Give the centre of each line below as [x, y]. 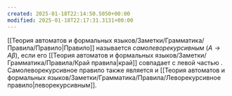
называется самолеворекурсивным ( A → [158, 48]
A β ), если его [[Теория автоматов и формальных [80, 55]
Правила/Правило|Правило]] [51, 48]
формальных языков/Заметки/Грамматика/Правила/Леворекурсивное [114, 77]
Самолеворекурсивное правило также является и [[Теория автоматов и [116, 70]
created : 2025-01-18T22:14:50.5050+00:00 [69, 14]
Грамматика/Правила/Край [49, 62]
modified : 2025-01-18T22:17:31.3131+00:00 [70, 20]
